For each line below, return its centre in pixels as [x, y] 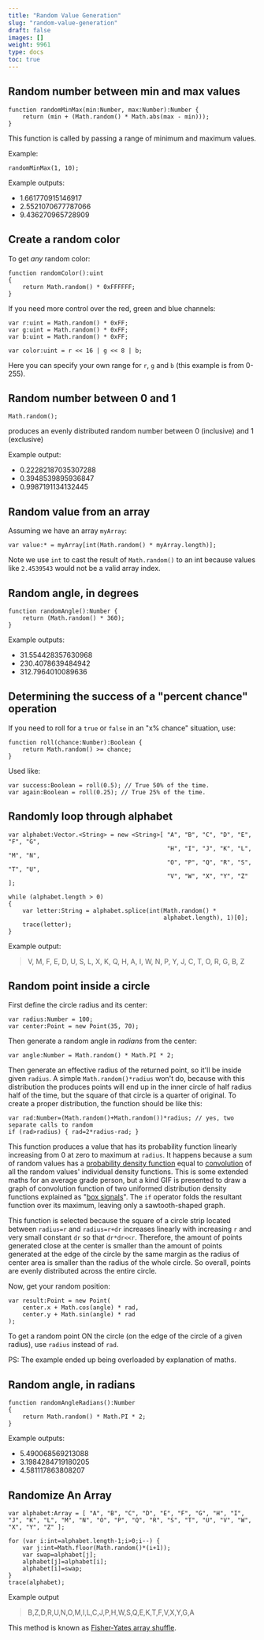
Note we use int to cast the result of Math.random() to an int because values [132, 560]
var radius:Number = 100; [50, 1019]
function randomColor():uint [56, 273]
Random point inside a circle [79, 986]
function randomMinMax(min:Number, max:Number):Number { [104, 110]
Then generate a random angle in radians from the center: [102, 1041]
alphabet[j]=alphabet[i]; [65, 1562]
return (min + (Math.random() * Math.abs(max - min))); [116, 116]
